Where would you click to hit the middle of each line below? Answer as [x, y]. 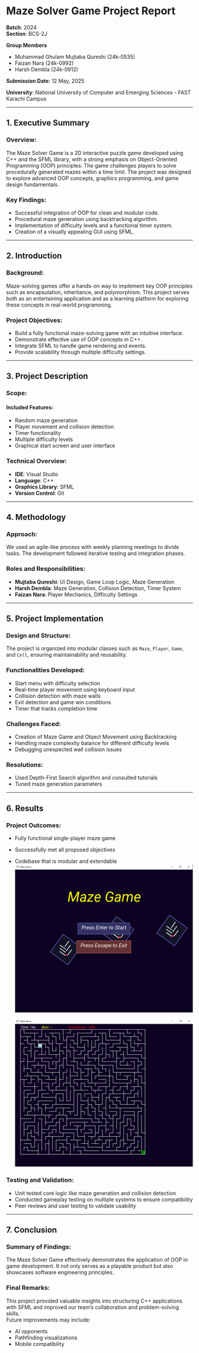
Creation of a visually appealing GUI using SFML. [74, 231]
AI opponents [31, 1331]
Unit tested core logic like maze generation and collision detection [95, 1193]
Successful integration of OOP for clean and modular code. [87, 213]
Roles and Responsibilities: [46, 569]
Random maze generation [46, 421]
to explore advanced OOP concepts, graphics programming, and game [92, 178]
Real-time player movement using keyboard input [75, 689]
